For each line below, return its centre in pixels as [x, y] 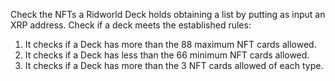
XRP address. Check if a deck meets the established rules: [131, 25]
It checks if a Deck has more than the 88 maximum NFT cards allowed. [170, 44]
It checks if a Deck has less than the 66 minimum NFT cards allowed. [167, 55]
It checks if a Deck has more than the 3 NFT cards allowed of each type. [174, 65]
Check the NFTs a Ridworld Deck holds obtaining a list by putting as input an [168, 14]
